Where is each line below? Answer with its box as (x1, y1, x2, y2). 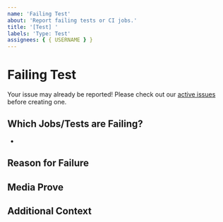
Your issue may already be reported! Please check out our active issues (7, 90, 216, 99)
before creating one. (7, 98, 67, 106)
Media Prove (7, 181, 64, 193)
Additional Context (7, 205, 92, 217)
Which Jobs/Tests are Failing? (7, 118, 143, 130)
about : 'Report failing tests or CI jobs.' (7, 17, 138, 24)
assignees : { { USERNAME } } (7, 37, 93, 44)
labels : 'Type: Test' (7, 30, 71, 37)
